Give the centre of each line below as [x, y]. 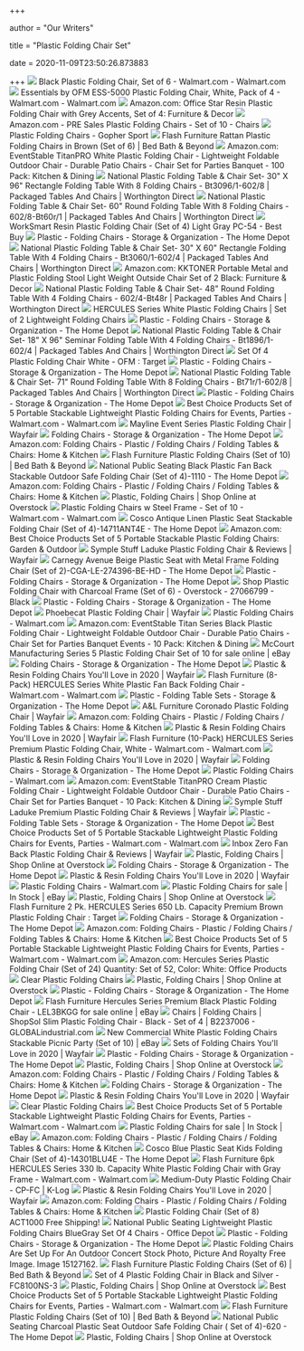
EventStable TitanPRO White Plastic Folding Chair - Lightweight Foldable [144, 156]
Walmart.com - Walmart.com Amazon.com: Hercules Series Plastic [139, 959]
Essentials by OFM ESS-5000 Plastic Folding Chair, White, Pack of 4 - [150, 92]
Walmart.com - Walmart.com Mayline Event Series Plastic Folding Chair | [150, 423]
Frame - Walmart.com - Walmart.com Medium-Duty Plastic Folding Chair [150, 1179]
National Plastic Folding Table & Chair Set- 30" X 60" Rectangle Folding [153, 248]
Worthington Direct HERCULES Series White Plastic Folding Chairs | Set [148, 309]
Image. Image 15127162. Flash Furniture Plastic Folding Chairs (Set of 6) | [151, 1264]
